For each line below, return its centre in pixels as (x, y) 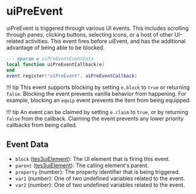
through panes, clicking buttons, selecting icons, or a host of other (90, 34)
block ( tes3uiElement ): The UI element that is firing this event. (93, 159)
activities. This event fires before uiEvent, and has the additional (105, 41)
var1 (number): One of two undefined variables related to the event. (100, 179)
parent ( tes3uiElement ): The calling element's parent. (82, 165)
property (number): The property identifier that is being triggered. (98, 172)
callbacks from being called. (42, 125)
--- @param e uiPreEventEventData (50, 59)
